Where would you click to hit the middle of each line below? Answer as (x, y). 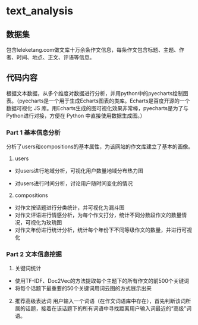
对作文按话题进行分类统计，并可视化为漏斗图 (70, 208)
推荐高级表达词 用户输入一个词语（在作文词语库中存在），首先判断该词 (100, 301)
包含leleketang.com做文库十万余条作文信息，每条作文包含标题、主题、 (93, 50)
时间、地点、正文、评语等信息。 (56, 57)
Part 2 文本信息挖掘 (34, 254)
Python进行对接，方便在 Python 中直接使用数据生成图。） (76, 115)
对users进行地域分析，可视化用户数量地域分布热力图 (79, 171)
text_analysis (40, 11)
